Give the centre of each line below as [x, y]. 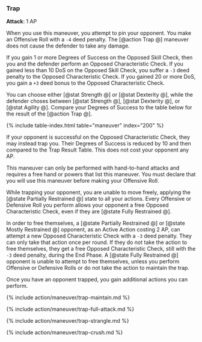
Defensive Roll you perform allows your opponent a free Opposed [87, 205]
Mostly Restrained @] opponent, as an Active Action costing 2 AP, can [93, 230]
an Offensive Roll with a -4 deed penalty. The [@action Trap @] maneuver [98, 40]
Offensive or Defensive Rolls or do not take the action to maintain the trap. [98, 268]
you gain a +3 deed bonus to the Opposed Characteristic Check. [86, 83]
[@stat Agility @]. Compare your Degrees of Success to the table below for [99, 108]
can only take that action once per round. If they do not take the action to [97, 242]
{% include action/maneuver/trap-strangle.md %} [68, 321]
